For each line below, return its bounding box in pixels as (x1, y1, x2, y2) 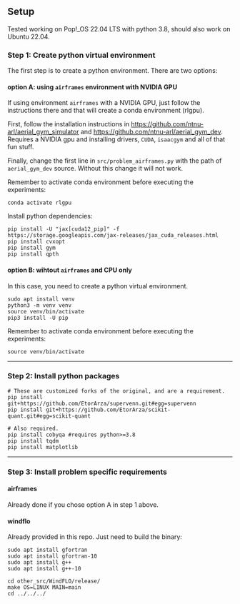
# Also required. (7, 425, 59, 432)
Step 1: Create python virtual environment (7, 50, 156, 60)
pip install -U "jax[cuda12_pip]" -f (7, 226, 120, 233)
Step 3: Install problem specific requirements (7, 467, 168, 477)
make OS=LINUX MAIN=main (7, 584, 81, 591)
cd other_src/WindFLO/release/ (7, 578, 101, 585)
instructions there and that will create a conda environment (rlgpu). (7, 106, 205, 115)
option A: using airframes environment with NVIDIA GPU (7, 82, 177, 91)
